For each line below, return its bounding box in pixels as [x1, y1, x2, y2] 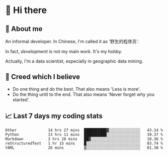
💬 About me [5, 25, 43, 33]
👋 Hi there [5, 5, 47, 16]
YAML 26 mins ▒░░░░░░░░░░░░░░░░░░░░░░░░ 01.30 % [5, 145, 163, 150]
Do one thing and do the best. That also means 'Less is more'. [12, 86, 141, 92]
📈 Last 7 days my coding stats [5, 112, 103, 120]
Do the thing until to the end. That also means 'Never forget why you [12, 91, 155, 97]
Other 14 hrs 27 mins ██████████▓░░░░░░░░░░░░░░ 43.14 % [5, 127, 163, 132]
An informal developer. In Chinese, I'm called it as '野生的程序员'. [5, 39, 139, 44]
